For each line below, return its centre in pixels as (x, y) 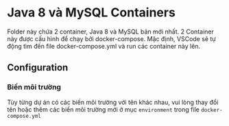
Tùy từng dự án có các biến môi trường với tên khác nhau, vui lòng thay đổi (113, 102)
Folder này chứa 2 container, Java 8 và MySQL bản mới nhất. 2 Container (110, 32)
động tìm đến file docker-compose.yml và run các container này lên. (104, 46)
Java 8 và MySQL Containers (92, 13)
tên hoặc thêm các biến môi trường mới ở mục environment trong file (104, 109)
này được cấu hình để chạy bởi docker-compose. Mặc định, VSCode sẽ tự (111, 38)
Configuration (38, 67)
